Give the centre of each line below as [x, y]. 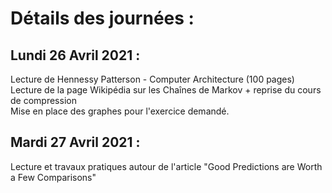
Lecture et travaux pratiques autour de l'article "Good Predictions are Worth [166, 166]
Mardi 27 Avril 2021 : [75, 142]
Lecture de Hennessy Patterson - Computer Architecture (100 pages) [152, 79]
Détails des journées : [102, 18]
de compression [43, 100]
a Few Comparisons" [53, 177]
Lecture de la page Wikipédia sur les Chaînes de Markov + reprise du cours [166, 90]
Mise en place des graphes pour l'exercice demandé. [120, 111]
